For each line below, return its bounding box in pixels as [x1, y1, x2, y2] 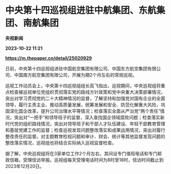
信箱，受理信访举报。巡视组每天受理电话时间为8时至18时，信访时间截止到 [9, 157, 164, 163]
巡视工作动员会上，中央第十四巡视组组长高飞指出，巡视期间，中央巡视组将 [5, 82, 161, 89]
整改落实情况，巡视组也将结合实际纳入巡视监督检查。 [5, 140, 117, 146]
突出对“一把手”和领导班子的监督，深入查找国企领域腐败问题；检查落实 [14, 114, 161, 120]
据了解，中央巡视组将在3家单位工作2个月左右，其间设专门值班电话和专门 [5, 150, 158, 156]
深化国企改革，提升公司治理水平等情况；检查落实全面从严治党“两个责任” [9, 108, 161, 114]
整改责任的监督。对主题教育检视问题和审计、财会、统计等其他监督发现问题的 [5, 133, 165, 140]
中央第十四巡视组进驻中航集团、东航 [5, 5, 157, 16]
